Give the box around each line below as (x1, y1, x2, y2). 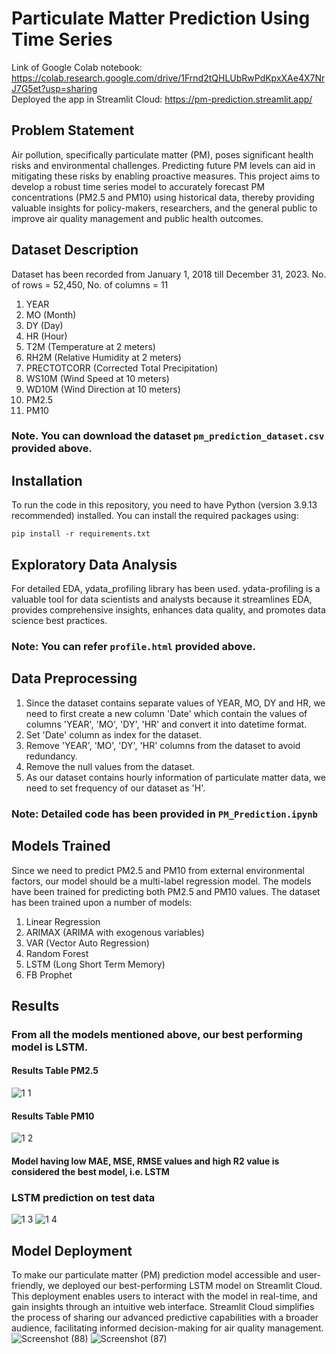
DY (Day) (25, 319, 64, 331)
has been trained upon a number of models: (11, 896, 193, 908)
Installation (11, 472, 83, 489)
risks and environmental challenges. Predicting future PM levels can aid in (11, 159, 316, 171)
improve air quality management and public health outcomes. (11, 212, 264, 224)
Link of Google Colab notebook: (11, 61, 143, 73)
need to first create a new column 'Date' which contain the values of (25, 707, 308, 719)
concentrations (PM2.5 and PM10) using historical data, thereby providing (11, 191, 315, 203)
